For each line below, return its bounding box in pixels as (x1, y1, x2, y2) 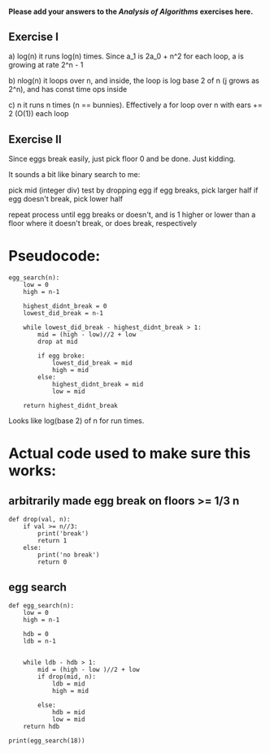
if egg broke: (37, 352, 85, 361)
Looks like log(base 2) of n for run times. (8, 416, 145, 426)
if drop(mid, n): (37, 673, 96, 681)
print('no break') (37, 551, 100, 560)
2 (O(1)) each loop (8, 109, 69, 119)
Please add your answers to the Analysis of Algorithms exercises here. (8, 6, 254, 16)
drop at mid (37, 338, 79, 346)
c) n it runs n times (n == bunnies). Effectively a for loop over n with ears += (8, 100, 263, 110)
